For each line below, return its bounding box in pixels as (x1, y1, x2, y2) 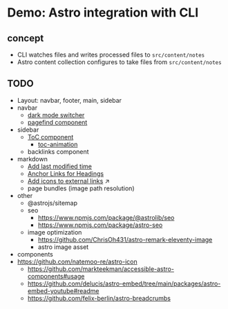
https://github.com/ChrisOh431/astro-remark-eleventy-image (37, 235, 213, 243)
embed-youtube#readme (27, 286, 99, 295)
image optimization (27, 228, 82, 236)
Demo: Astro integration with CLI (7, 5, 199, 21)
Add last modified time (27, 162, 92, 170)
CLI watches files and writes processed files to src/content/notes (17, 50, 205, 59)
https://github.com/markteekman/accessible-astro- (27, 264, 175, 273)
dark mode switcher (27, 110, 85, 119)
